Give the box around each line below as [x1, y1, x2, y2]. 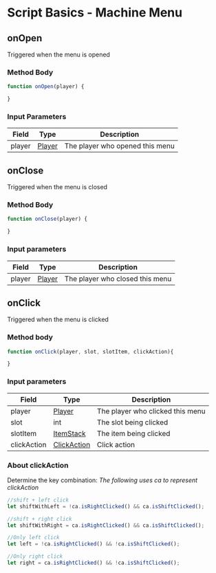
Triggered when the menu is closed [7, 183, 108, 191]
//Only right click [7, 553, 63, 560]
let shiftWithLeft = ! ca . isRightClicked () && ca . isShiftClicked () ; [7, 503, 205, 510]
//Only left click [7, 534, 60, 541]
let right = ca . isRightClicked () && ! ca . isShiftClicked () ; [7, 559, 180, 567]
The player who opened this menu [64, 141, 175, 151]
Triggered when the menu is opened [7, 50, 110, 58]
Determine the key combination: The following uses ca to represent [7, 476, 198, 484]
